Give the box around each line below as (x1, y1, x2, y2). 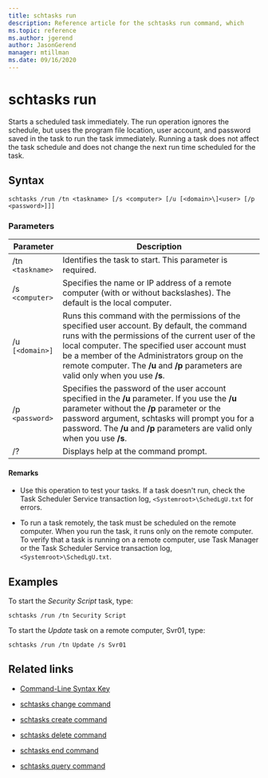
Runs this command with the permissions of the (62, 310, 241, 321)
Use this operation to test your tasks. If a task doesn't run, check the (19, 485, 246, 495)
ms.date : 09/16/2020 (8, 57, 77, 65)
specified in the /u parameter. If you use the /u (62, 392, 237, 403)
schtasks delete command (19, 730, 107, 740)
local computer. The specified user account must (62, 340, 246, 351)
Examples (8, 575, 58, 588)
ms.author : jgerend (8, 33, 73, 42)
